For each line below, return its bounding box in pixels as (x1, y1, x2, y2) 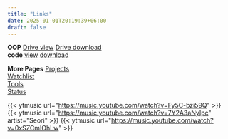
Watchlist (7, 72, 35, 81)
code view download (7, 51, 69, 59)
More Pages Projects (7, 65, 70, 73)
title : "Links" (7, 10, 53, 18)
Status (7, 87, 26, 96)
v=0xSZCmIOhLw (7, 124, 59, 133)
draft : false (7, 24, 46, 31)
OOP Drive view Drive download (7, 43, 102, 52)
